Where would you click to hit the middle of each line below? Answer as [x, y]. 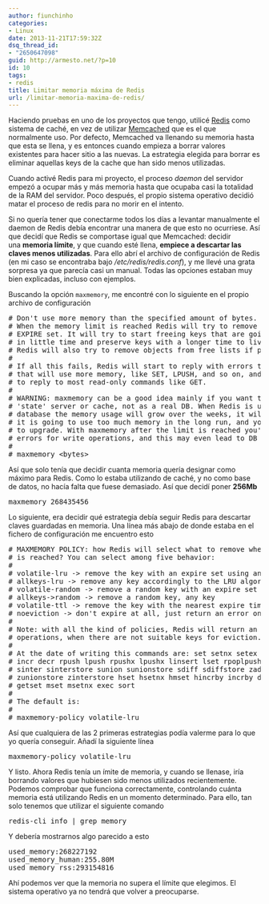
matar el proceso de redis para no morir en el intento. [96, 204]
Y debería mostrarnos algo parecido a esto [79, 837]
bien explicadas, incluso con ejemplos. [72, 279]
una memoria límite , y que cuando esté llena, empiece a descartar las [125, 245]
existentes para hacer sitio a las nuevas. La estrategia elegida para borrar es [134, 155]
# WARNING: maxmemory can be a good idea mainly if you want [131, 398]
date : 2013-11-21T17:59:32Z [55, 38]
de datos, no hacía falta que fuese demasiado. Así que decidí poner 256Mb [133, 487]
